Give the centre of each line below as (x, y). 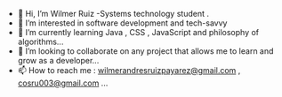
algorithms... (40, 41)
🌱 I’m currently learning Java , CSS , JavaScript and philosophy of (138, 32)
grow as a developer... (58, 60)
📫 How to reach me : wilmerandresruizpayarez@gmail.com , (129, 70)
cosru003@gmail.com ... (63, 83)
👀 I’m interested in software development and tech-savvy (122, 23)
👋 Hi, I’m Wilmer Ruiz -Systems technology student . (113, 14)
